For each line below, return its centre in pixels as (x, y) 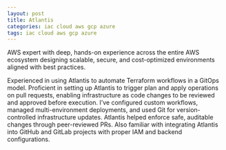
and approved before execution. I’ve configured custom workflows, (103, 103)
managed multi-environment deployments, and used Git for (91, 110)
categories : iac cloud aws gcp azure (61, 26)
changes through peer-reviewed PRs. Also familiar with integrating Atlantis (113, 124)
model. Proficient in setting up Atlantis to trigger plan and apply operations (113, 88)
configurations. (29, 140)
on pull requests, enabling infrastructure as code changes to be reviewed (111, 95)
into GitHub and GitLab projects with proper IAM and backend (95, 132)
